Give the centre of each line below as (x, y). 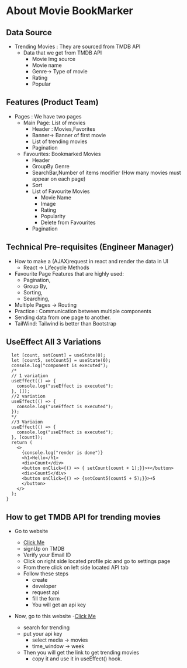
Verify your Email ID (47, 555)
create (40, 580)
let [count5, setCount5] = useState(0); (61, 361)
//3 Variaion (27, 422)
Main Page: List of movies (54, 123)
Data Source (29, 33)
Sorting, (33, 292)
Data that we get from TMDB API (63, 53)
